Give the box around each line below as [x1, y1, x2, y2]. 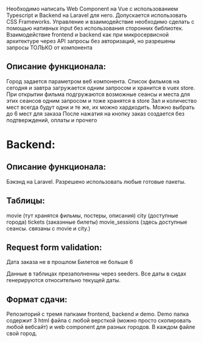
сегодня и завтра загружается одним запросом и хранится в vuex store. [6, 84, 195, 91]
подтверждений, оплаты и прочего [6, 116, 98, 123]
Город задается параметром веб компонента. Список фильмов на [6, 77, 180, 85]
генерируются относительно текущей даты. [6, 277, 121, 284]
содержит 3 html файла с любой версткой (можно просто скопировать [6, 317, 192, 324]
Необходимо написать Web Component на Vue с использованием [6, 5, 179, 12]
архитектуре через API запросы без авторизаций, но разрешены [6, 38, 176, 44]
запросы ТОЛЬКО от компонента [6, 44, 93, 51]
